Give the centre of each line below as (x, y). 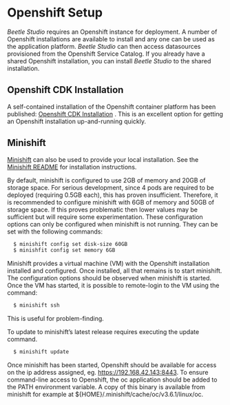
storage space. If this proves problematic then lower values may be (103, 209)
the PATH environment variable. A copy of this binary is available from (106, 387)
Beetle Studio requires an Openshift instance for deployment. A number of (112, 32)
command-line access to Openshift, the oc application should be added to (112, 380)
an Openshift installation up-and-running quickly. (77, 121)
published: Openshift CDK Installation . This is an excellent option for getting (115, 114)
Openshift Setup (55, 13)
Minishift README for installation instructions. (72, 167)
